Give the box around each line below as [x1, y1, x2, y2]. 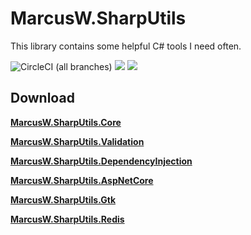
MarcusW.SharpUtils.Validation [10, 135, 145, 147]
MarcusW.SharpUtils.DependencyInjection [10, 155, 193, 167]
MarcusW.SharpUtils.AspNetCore [10, 174, 154, 186]
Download [10, 90, 75, 107]
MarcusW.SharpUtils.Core [10, 116, 122, 128]
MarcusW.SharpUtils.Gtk [10, 193, 116, 206]
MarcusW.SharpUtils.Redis [10, 213, 125, 225]
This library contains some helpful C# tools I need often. [10, 40, 242, 52]
